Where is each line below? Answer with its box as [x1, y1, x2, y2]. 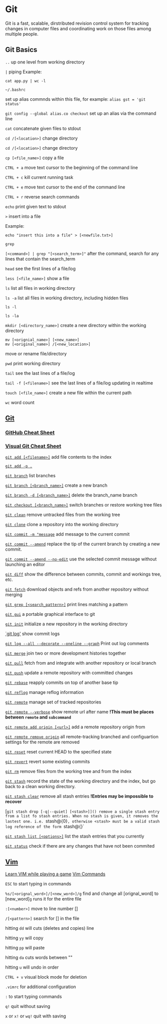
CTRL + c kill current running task [5, 174, 74, 180]
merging [5, 592, 23, 598]
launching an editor [5, 561, 45, 567]
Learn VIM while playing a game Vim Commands [5, 871, 106, 877]
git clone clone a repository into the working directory [5, 522, 119, 528]
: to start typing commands [5, 994, 62, 1000]
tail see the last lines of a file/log [5, 370, 75, 376]
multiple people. [5, 31, 39, 37]
